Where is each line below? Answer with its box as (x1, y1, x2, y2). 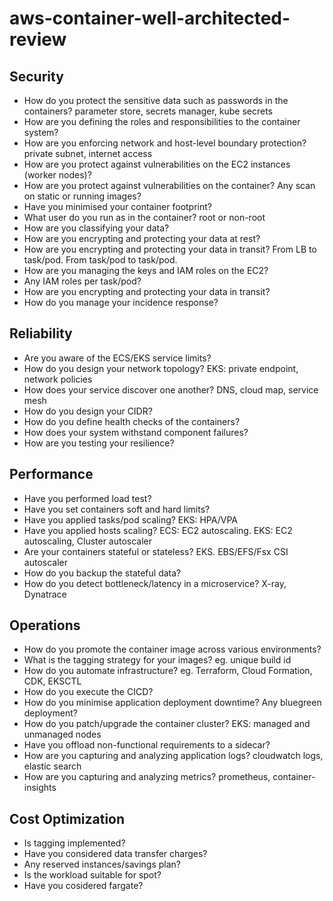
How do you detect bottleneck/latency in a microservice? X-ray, (23, 577, 287, 589)
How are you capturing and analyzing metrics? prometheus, (23, 771, 271, 783)
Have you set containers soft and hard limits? (23, 503, 211, 515)
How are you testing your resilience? (23, 437, 175, 449)
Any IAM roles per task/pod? (23, 275, 142, 287)
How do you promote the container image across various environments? (23, 643, 322, 656)
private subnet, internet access (23, 148, 153, 159)
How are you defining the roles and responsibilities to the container (23, 116, 301, 127)
